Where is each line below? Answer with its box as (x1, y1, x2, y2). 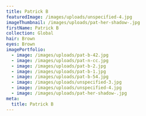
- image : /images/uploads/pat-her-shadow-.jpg (11, 90, 127, 96)
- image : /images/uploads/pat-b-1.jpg (11, 69, 107, 74)
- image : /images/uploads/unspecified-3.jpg (11, 80, 122, 86)
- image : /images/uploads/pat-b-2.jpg (11, 63, 107, 69)
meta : (6, 95, 19, 101)
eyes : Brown (6, 42, 35, 47)
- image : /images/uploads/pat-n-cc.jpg (11, 57, 109, 63)
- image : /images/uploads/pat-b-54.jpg (11, 74, 109, 80)
